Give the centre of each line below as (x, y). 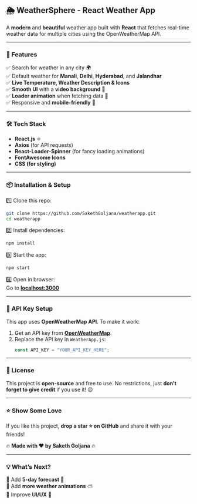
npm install (21, 243)
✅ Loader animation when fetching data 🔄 (57, 96)
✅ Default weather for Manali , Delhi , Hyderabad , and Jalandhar (84, 76)
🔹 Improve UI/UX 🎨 (29, 495)
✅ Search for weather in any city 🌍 (49, 68)
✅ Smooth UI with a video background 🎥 (56, 89)
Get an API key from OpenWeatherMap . (63, 333)
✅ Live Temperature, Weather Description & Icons (68, 83)
